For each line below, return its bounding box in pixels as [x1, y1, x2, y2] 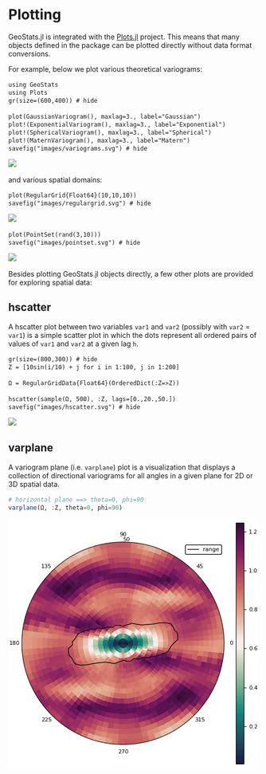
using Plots [8, 88, 48, 96]
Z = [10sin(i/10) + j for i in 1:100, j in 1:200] [8, 363, 180, 371]
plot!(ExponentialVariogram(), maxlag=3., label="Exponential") [8, 120, 226, 128]
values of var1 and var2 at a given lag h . [8, 339, 139, 348]
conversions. [8, 49, 51, 58]
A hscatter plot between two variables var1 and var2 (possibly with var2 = [8, 321, 251, 332]
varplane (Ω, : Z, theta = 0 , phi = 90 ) [8, 504, 123, 512]
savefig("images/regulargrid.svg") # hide [8, 199, 151, 207]
